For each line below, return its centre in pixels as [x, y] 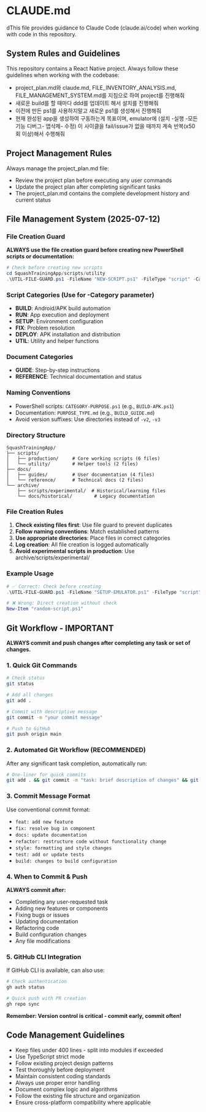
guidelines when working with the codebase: [63, 75]
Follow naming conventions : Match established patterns [87, 532]
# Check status [26, 678]
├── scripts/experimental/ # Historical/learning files [92, 491]
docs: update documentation [51, 835]
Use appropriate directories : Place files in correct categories [93, 538]
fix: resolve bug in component [55, 828]
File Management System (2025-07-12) [83, 219]
